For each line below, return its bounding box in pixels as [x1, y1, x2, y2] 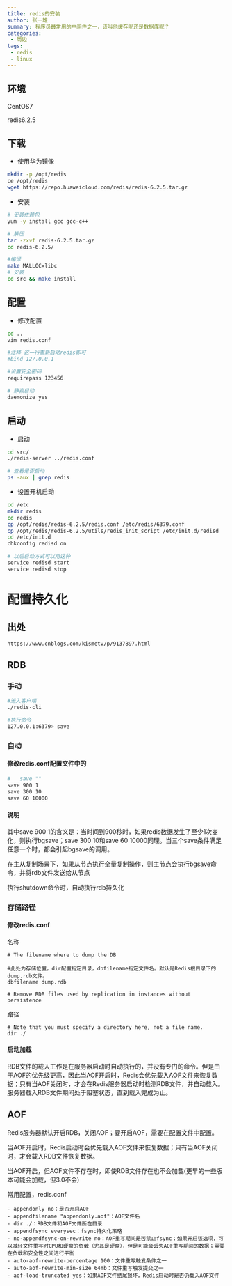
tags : [7, 42, 23, 49]
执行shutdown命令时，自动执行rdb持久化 [7, 883, 125, 892]
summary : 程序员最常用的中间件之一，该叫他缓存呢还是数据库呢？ [7, 23, 170, 30]
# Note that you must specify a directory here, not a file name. [7, 1023, 204, 1031]
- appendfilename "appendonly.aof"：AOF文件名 [7, 1213, 140, 1220]
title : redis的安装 [7, 10, 60, 17]
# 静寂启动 [7, 387, 35, 394]
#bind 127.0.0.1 [7, 356, 54, 363]
